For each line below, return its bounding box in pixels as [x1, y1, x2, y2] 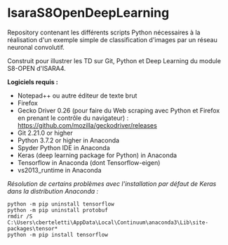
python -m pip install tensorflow [7, 231, 109, 238]
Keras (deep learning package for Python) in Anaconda [17, 151, 177, 159]
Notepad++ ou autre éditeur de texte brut [17, 91, 138, 100]
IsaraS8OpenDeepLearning [7, 5, 170, 21]
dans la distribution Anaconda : [7, 187, 99, 195]
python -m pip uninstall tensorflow [7, 200, 114, 208]
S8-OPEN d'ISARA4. [7, 64, 67, 72]
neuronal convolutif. [7, 43, 65, 51]
